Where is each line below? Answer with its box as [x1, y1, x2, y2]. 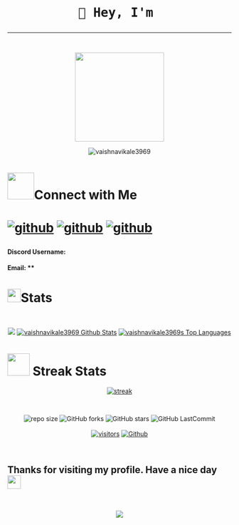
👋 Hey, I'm [78, 5, 154, 21]
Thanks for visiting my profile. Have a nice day [7, 464, 218, 476]
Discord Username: [7, 247, 66, 256]
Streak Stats [32, 363, 107, 380]
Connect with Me [34, 187, 137, 203]
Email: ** [7, 264, 35, 272]
